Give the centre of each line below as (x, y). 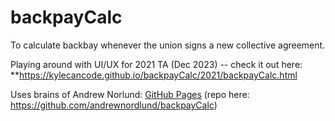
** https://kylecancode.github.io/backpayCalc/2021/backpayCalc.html (154, 75)
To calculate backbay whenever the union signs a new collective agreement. (168, 45)
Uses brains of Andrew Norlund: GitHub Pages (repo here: (130, 94)
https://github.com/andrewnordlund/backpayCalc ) (114, 105)
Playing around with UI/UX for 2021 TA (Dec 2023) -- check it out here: (156, 64)
